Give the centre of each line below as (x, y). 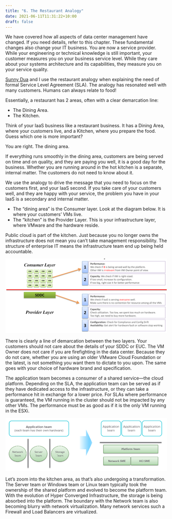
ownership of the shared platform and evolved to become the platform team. (86, 490)
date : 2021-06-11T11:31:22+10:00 (41, 16)
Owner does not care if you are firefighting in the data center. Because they (85, 352)
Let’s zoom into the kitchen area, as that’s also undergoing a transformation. (85, 479)
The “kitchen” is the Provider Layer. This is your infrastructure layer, (84, 220)
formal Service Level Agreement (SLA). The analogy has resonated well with (86, 85)
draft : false (19, 22)
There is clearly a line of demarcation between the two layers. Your (76, 341)
